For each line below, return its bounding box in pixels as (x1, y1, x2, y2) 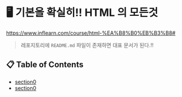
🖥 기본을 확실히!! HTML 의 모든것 (6, 6, 158, 19)
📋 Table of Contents (6, 60, 84, 70)
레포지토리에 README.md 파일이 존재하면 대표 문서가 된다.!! (20, 41, 154, 48)
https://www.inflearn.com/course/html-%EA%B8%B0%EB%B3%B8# (6, 29, 176, 36)
